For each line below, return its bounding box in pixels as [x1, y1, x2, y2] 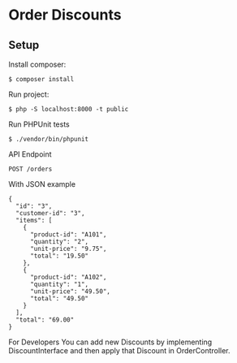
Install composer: [8, 59, 67, 69]
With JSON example [8, 179, 75, 188]
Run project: [8, 89, 50, 99]
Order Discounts [8, 6, 122, 24]
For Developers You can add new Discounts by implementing [8, 337, 213, 347]
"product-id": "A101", [29, 231, 107, 239]
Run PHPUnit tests [8, 119, 71, 129]
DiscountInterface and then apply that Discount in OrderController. [8, 346, 231, 355]
